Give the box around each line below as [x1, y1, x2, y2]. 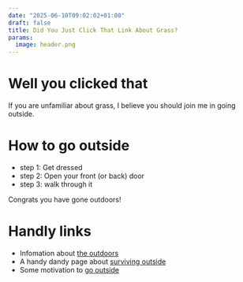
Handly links [8, 222, 92, 240]
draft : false [8, 19, 51, 27]
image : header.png [15, 41, 77, 49]
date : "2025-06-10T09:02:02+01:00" [8, 11, 125, 20]
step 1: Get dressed [19, 163, 83, 172]
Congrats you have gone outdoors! [8, 195, 121, 204]
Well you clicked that [8, 75, 148, 93]
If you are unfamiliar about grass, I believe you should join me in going [8, 101, 236, 110]
